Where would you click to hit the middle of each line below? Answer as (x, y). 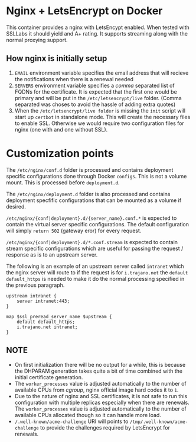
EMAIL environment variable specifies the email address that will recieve (102, 73)
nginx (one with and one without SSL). (61, 129)
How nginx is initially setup (57, 58)
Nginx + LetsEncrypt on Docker (84, 11)
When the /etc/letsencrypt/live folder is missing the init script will (100, 110)
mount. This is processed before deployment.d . (63, 182)
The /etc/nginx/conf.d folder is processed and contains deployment (90, 169)
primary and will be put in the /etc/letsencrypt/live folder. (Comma (98, 98)
